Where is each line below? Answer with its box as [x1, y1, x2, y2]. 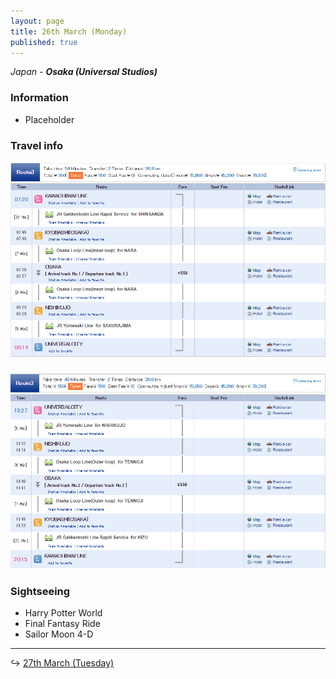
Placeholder [24, 113, 75, 125]
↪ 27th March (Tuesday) [10, 657, 115, 669]
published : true [10, 37, 78, 47]
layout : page [10, 16, 65, 26]
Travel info [10, 138, 64, 152]
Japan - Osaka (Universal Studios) [10, 66, 158, 78]
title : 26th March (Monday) [10, 26, 128, 37]
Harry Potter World [24, 607, 103, 619]
